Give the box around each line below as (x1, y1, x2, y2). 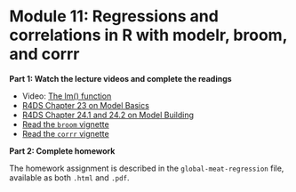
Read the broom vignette (21, 118, 109, 130)
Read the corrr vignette (21, 128, 109, 139)
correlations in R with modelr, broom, (9, 25, 287, 45)
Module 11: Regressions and (9, 6, 220, 27)
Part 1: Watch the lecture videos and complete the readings (9, 73, 233, 84)
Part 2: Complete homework (9, 145, 116, 156)
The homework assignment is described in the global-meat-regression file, (9, 163, 284, 173)
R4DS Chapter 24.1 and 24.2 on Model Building (21, 109, 194, 120)
